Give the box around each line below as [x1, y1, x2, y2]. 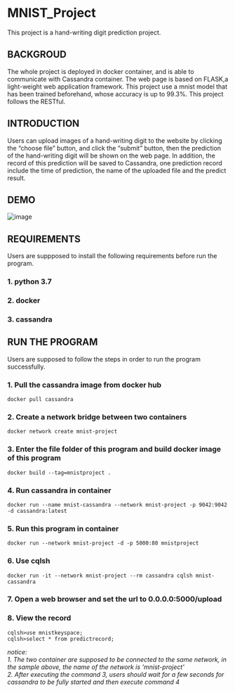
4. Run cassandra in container [7, 485, 112, 495]
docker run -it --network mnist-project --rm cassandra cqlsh [7, 572, 193, 579]
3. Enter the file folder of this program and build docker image [7, 445, 221, 454]
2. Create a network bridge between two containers [7, 412, 187, 421]
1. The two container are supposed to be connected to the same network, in [7, 655, 227, 663]
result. [7, 174, 26, 182]
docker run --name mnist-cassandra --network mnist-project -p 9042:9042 [7, 501, 228, 508]
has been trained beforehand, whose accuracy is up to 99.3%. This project [7, 89, 224, 98]
